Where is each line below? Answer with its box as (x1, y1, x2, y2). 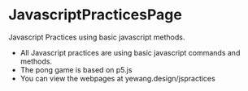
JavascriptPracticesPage (8, 6, 183, 24)
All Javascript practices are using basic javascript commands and (20, 48, 241, 57)
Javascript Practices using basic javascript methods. (8, 32, 185, 42)
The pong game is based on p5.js (20, 64, 133, 74)
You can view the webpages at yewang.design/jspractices (20, 73, 215, 83)
